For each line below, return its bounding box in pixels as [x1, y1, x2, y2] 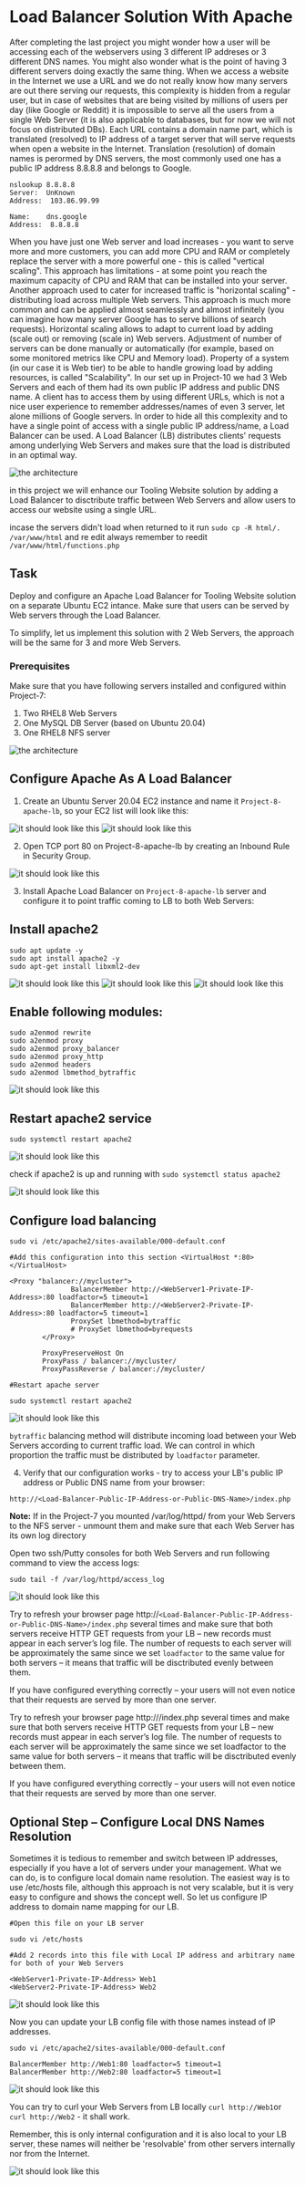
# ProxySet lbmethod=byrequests [70, 1325, 194, 1334]
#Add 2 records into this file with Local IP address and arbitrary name [9, 1951, 296, 1960]
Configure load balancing [9, 1212, 157, 1228]
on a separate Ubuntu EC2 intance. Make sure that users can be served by [9, 599, 290, 610]
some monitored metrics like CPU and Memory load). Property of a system [9, 352, 290, 363]
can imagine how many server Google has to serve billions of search [9, 313, 267, 325]
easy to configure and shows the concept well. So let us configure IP [9, 1891, 268, 1902]
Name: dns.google [9, 212, 88, 221]
